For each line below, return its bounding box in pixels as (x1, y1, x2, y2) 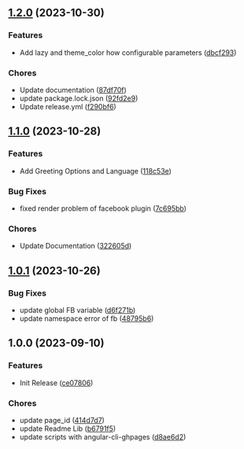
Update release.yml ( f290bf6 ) (19, 101, 116, 111)
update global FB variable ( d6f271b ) (19, 305, 136, 315)
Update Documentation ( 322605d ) (19, 241, 132, 251)
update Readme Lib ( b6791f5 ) (19, 424, 116, 433)
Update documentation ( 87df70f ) (19, 85, 128, 94)
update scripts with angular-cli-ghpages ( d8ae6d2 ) (19, 432, 187, 441)
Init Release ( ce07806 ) (19, 377, 94, 388)
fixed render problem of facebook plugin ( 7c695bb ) (19, 204, 187, 213)
